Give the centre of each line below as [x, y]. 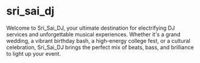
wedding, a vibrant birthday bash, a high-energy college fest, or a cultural [98, 41]
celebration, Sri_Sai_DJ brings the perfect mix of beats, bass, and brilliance [100, 47]
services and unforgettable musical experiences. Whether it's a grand [93, 34]
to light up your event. [34, 53]
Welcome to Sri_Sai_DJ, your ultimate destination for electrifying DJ [91, 28]
